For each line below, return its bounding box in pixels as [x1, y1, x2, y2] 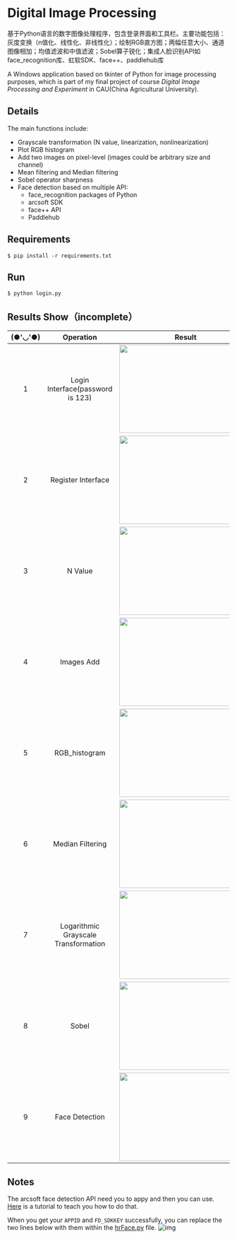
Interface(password [47, 384, 113, 394]
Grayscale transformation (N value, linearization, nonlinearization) [17, 138, 209, 146]
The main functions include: [7, 124, 88, 132]
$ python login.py [7, 290, 61, 298]
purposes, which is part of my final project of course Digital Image [7, 77, 200, 86]
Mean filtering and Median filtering [17, 168, 119, 176]
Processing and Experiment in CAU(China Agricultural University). [7, 85, 199, 93]
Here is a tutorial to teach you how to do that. [7, 1202, 139, 1210]
